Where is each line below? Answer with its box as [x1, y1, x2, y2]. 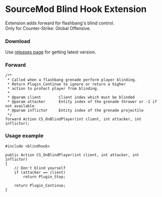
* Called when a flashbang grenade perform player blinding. [7, 77, 137, 82]
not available [5, 103, 35, 108]
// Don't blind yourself [14, 166, 66, 171]
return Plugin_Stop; [23, 174, 66, 179]
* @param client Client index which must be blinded [7, 95, 135, 100]
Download [5, 37, 31, 44]
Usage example [5, 132, 44, 139]
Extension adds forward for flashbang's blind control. [5, 20, 115, 26]
